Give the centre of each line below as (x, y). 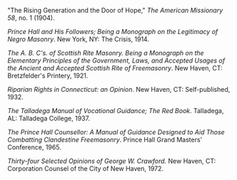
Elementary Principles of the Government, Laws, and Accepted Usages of (116, 60)
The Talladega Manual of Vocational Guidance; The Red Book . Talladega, (116, 111)
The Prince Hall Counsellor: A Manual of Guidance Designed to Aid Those (116, 132)
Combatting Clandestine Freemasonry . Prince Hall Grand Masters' (105, 139)
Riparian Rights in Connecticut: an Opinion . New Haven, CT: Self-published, (119, 89)
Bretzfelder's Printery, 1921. (48, 75)
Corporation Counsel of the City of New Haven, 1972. (86, 169)
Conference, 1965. (35, 147)
